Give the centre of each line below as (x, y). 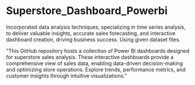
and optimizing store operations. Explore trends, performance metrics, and (96, 69)
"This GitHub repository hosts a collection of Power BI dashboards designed (98, 50)
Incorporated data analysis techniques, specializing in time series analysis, (96, 27)
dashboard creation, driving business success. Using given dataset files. (93, 39)
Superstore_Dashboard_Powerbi (87, 11)
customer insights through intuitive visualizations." (67, 76)
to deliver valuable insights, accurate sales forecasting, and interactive (91, 33)
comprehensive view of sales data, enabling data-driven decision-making (94, 63)
